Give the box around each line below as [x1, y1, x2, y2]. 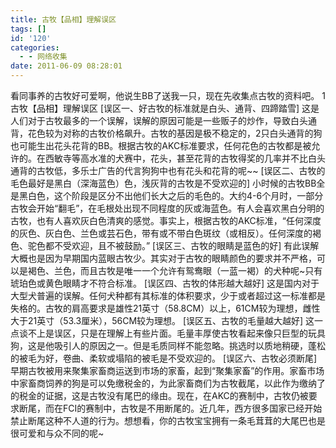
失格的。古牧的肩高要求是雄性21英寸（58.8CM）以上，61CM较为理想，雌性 [10, 302, 321, 314]
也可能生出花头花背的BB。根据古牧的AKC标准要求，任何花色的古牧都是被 [10, 140, 312, 151]
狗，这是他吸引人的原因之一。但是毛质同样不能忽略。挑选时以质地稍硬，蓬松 [10, 340, 326, 351]
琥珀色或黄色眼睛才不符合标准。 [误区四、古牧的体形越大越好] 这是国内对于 [10, 277, 320, 289]
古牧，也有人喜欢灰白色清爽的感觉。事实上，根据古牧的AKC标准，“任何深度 [10, 215, 322, 226]
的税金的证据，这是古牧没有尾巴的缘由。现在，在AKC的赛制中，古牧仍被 [10, 390, 309, 401]
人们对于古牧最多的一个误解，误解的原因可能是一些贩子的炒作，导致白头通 [10, 115, 317, 126]
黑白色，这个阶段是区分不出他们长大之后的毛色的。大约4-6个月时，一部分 [18, 190, 324, 201]
